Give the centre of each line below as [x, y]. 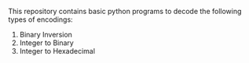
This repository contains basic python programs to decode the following [125, 11]
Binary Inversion [46, 35]
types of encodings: [40, 19]
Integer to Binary [47, 43]
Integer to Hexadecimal [57, 51]
